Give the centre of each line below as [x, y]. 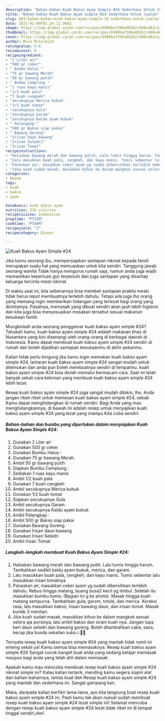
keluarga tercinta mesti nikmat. [37, 281]
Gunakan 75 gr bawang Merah [43, 458]
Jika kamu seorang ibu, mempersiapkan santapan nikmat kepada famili [77, 260]
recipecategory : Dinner [30, 233]
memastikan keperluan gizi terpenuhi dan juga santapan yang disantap [77, 276]
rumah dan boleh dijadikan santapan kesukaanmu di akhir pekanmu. [74, 347]
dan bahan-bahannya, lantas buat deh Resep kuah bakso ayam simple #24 [81, 677]
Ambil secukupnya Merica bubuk [46, 489]
